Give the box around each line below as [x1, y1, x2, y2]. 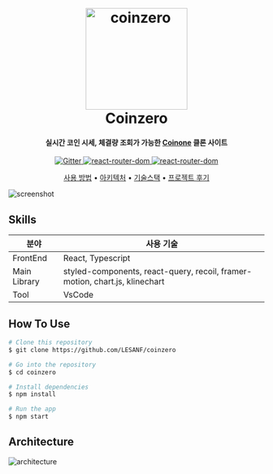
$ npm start [8, 413, 49, 421]
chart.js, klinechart [93, 276, 165, 287]
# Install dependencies [8, 383, 89, 391]
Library [12, 276, 40, 287]
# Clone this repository [8, 338, 93, 347]
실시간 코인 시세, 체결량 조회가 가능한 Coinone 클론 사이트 [45, 137, 228, 147]
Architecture [8, 435, 75, 449]
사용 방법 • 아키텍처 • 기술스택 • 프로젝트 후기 [63, 173, 210, 183]
